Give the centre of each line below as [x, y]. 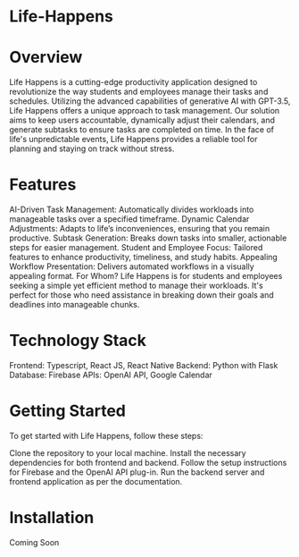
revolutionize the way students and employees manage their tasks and [139, 92]
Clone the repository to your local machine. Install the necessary [128, 452]
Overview [46, 58]
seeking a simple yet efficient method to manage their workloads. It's [136, 286]
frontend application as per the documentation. [96, 481]
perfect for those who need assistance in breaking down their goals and [141, 295]
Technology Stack [78, 341]
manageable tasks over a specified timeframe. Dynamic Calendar [129, 219]
